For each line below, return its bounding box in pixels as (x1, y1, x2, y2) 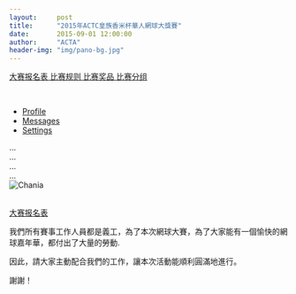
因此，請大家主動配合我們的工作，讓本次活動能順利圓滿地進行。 (9, 256, 241, 267)
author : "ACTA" (9, 37, 81, 47)
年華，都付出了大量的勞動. (24, 237, 121, 248)
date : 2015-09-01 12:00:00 (9, 29, 133, 38)
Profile (21, 106, 47, 117)
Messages (21, 116, 60, 127)
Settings (21, 125, 53, 135)
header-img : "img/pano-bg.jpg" (9, 46, 125, 55)
